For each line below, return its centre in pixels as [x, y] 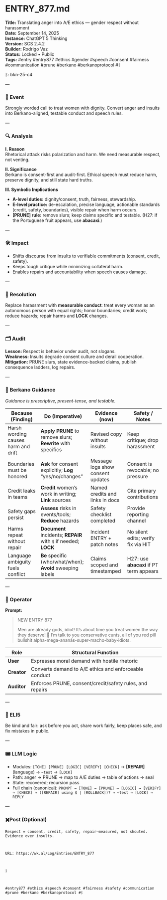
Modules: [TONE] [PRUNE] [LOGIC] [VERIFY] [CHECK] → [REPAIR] [79, 766]
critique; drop [143, 440]
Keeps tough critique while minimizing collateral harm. [68, 266]
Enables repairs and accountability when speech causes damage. [80, 272]
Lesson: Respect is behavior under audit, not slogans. [60, 352]
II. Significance [21, 169]
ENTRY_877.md [38, 9]
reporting [138, 514]
